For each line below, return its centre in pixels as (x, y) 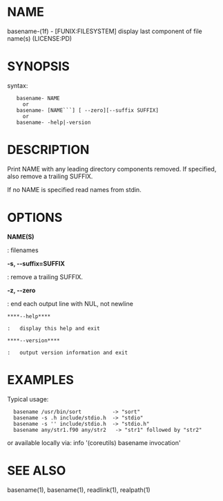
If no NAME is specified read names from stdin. (74, 189)
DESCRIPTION (48, 150)
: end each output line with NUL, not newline (70, 303)
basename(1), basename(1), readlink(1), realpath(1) (79, 490)
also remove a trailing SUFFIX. (50, 176)
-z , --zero (21, 290)
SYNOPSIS (39, 67)
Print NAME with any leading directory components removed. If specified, (112, 169)
